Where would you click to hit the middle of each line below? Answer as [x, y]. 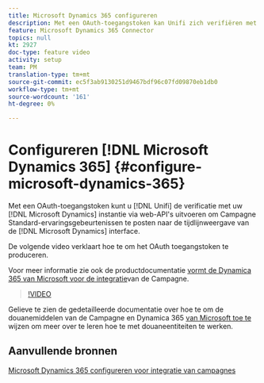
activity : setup [35, 60]
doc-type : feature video [49, 52]
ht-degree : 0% [32, 104]
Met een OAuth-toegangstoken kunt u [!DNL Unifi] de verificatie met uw [126, 206]
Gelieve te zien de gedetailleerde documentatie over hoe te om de [116, 309]
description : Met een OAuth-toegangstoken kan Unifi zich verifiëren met [133, 23]
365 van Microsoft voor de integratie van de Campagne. [99, 279]
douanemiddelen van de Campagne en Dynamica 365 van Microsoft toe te [130, 318]
